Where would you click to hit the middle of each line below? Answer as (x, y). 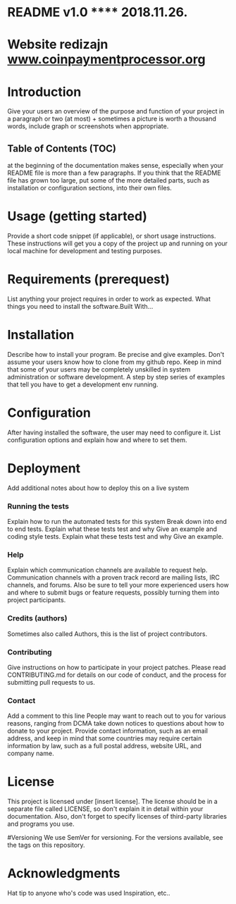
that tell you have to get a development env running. (83, 384)
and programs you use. (41, 824)
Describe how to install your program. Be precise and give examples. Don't (116, 354)
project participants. (37, 600)
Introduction (44, 92)
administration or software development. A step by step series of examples (116, 377)
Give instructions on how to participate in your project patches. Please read (117, 667)
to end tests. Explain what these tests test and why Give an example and (112, 529)
